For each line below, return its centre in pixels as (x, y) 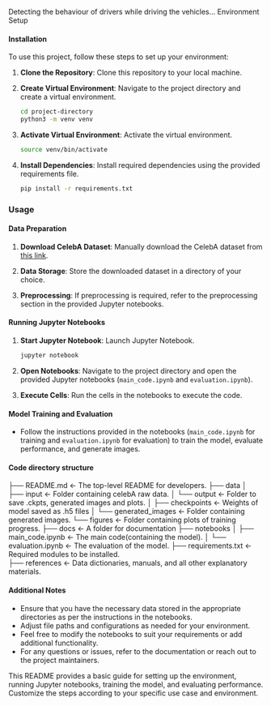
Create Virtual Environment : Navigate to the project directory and (130, 88)
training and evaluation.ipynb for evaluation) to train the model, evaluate (142, 440)
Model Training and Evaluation (61, 413)
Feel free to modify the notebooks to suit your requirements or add (131, 634)
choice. (33, 280)
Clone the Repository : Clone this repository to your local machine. (131, 73)
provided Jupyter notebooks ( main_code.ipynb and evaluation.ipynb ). (136, 379)
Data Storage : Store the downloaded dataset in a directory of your (131, 271)
